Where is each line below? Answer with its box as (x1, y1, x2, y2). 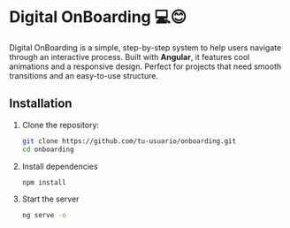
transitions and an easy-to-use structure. (9, 70, 159, 80)
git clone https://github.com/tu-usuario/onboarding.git (21, 136, 237, 146)
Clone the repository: (21, 119, 100, 130)
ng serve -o (21, 211, 66, 220)
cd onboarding (21, 145, 74, 154)
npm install (21, 178, 66, 186)
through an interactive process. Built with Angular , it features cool (9, 51, 250, 62)
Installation (9, 96, 72, 111)
